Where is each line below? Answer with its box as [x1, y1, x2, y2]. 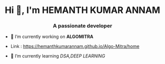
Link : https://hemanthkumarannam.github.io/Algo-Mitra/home [10, 43, 140, 49]
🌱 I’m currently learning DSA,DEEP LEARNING [10, 53, 105, 59]
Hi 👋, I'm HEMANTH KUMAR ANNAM [5, 4, 160, 16]
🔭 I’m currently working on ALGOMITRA [10, 33, 94, 39]
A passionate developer [52, 22, 113, 29]
